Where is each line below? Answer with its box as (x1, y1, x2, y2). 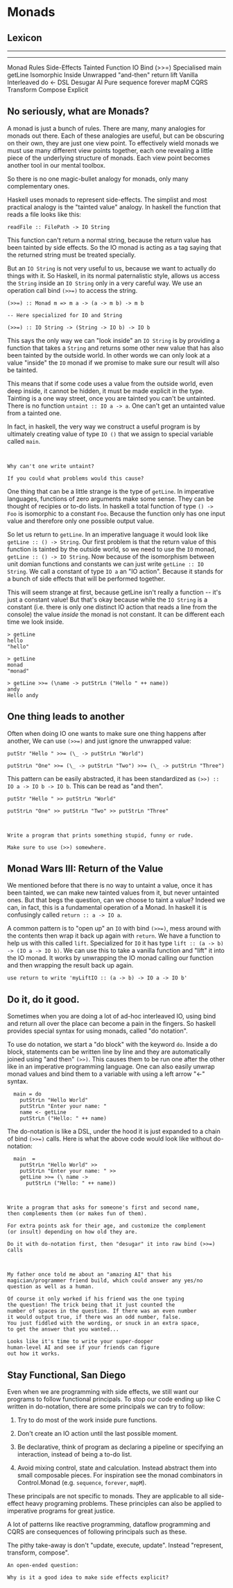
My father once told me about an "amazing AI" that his (7, 1271, 172, 1278)
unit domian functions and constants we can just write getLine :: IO (7, 559, 205, 568)
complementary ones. (7, 182, 70, 190)
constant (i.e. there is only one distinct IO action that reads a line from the (7, 602, 217, 611)
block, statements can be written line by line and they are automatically (7, 1048, 210, 1056)
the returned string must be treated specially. (7, 250, 137, 259)
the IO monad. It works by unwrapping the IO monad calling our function (7, 954, 214, 962)
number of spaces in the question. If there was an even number (7, 1308, 197, 1315)
